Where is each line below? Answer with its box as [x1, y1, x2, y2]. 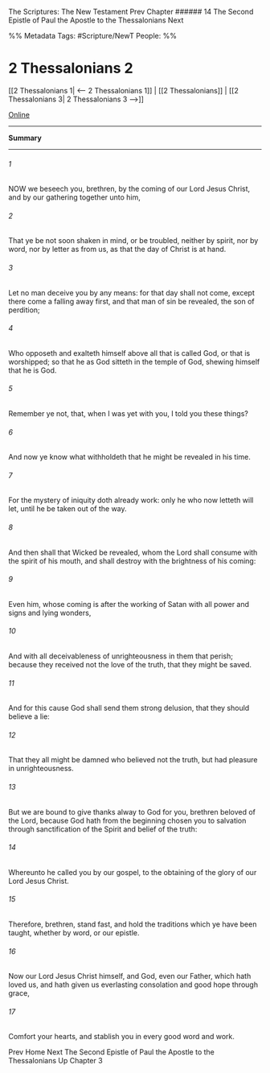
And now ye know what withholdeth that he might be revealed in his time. [8, 452, 251, 462]
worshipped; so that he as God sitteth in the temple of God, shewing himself [8, 357, 260, 366]
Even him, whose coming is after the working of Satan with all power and [8, 599, 250, 609]
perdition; [8, 305, 40, 315]
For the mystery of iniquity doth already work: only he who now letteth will [8, 495, 254, 506]
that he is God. [8, 365, 57, 375]
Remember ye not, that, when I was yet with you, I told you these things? [8, 408, 249, 418]
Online [8, 109, 31, 119]
